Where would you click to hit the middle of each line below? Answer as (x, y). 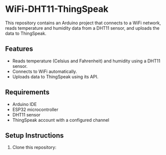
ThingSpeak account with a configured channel (61, 120)
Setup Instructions (34, 135)
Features (19, 49)
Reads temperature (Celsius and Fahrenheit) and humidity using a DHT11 (86, 61)
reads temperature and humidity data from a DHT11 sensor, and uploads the (82, 28)
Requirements (27, 92)
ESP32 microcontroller (35, 109)
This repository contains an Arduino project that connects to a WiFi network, (83, 23)
